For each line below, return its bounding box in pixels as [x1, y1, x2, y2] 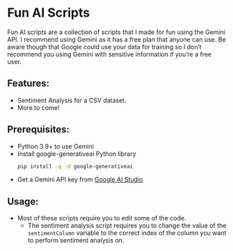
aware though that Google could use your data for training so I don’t [7, 42, 202, 51]
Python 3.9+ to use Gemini [17, 142, 94, 150]
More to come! [17, 103, 60, 112]
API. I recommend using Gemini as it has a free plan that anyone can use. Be [7, 35, 226, 43]
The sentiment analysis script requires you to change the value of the [27, 221, 227, 230]
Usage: [7, 195, 40, 207]
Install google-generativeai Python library [17, 149, 137, 158]
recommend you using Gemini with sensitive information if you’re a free [7, 50, 212, 58]
